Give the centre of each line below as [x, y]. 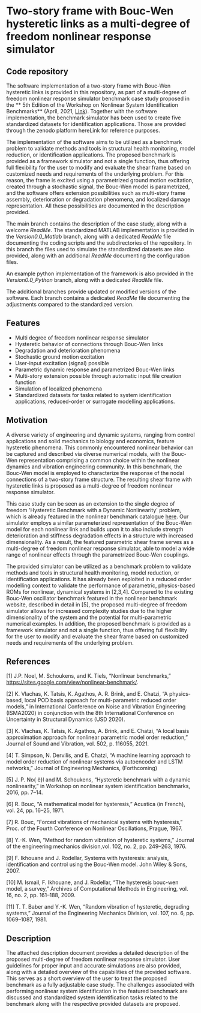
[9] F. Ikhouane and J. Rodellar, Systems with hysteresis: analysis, [88, 858]
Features [23, 323]
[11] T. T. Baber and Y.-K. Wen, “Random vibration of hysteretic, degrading [98, 907]
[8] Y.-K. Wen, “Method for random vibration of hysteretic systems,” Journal [100, 840]
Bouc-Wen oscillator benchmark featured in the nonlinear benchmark [92, 598]
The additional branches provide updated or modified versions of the [91, 291]
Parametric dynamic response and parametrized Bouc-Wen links [95, 369]
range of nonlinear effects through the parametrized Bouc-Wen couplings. [98, 554]
